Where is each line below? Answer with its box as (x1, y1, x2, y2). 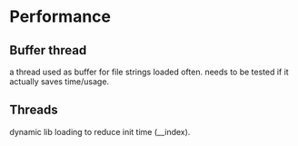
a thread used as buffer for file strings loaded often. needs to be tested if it (9, 66, 289, 77)
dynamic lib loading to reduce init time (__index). (9, 126, 191, 137)
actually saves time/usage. (9, 76, 110, 87)
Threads (9, 102, 59, 118)
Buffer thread (9, 43, 87, 58)
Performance (9, 6, 112, 27)
